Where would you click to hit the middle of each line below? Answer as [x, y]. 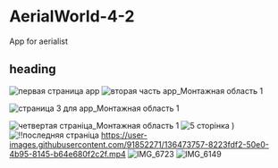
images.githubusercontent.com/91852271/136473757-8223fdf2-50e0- [139, 144]
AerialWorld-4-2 [72, 17]
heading [33, 69]
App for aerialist [39, 41]
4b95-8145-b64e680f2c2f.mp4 [68, 154]
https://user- [124, 135]
